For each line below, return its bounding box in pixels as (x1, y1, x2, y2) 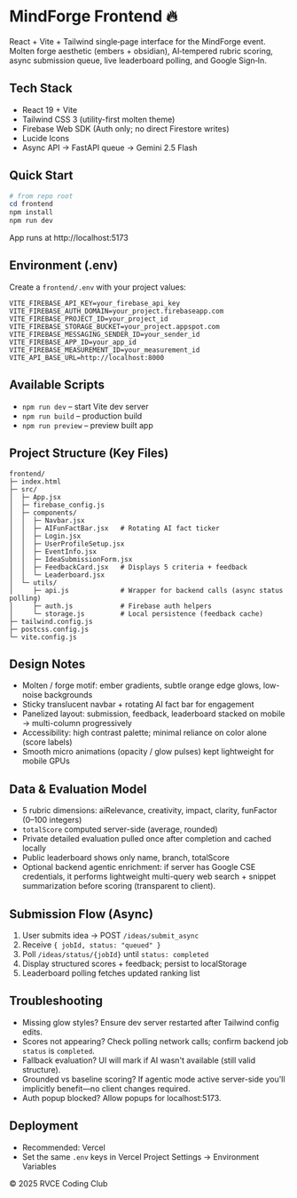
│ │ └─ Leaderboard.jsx (9, 571, 105, 579)
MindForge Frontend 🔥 (9, 6, 178, 27)
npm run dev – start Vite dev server (21, 401, 149, 411)
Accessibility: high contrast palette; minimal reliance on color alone (21, 727, 268, 739)
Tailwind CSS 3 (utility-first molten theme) (21, 114, 176, 124)
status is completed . (21, 1045, 95, 1056)
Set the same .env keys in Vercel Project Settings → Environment (21, 1151, 260, 1162)
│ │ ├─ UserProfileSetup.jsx (9, 539, 125, 548)
